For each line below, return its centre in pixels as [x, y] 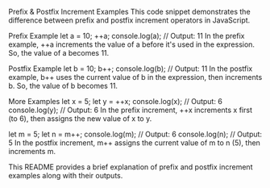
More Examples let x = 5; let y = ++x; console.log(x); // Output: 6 [116, 101]
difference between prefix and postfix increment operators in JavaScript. [129, 20]
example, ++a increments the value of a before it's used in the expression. [132, 44]
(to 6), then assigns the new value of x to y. [80, 119]
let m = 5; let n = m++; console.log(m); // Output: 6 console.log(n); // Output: [135, 134]
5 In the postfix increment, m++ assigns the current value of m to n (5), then [134, 143]
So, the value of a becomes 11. [59, 53]
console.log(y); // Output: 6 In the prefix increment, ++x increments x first [130, 110]
